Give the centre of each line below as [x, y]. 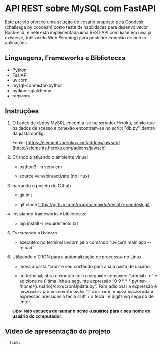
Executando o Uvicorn [34, 233]
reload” [27, 247]
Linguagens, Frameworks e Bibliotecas [65, 58]
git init [26, 195]
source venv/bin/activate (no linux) [54, 176]
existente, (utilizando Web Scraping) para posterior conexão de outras [76, 38]
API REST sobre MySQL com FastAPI [81, 9]
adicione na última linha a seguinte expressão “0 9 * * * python [83, 281]
